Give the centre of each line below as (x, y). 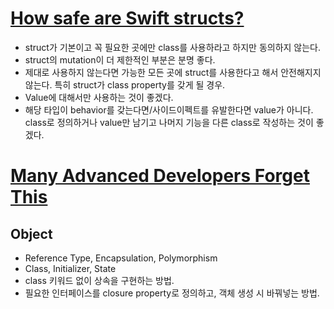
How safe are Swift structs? (127, 18)
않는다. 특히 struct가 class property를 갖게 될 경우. (125, 84)
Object (31, 233)
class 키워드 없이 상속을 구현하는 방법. (99, 280)
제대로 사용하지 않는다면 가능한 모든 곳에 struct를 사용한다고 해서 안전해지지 (173, 72)
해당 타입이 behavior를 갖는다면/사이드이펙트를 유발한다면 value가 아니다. (169, 109)
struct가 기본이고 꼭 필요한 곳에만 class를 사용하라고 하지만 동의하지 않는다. (173, 47)
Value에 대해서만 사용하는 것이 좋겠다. (99, 97)
